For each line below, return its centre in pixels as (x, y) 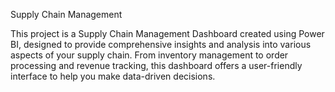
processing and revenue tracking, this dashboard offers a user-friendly (156, 65)
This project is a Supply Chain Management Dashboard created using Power (167, 33)
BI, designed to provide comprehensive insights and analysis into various (161, 44)
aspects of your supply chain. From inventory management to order (149, 55)
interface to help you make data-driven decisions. (113, 76)
